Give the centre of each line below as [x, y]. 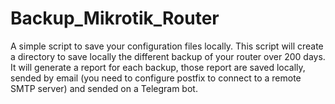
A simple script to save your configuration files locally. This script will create [167, 46]
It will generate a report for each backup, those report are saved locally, [158, 67]
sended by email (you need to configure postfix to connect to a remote [156, 78]
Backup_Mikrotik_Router [115, 18]
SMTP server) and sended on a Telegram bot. [104, 88]
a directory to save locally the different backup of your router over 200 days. [168, 56]
